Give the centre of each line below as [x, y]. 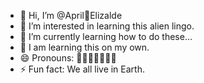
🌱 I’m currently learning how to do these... [106, 36]
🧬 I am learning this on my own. [84, 47]
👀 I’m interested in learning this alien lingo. [107, 26]
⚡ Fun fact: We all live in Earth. [82, 69]
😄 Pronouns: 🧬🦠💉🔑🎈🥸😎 [68, 58]
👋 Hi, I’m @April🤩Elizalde [71, 15]
